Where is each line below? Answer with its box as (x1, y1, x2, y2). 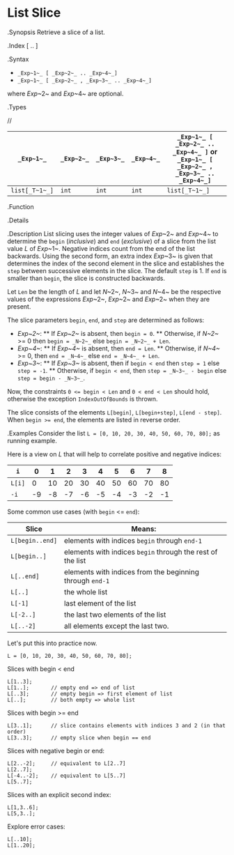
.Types (7, 102, 26, 111)
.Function (7, 202, 35, 210)
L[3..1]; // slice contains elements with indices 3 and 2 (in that (7, 722, 226, 729)
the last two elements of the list (63, 610, 166, 619)
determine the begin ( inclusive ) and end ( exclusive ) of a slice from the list (7, 237, 217, 245)
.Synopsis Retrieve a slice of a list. (7, 28, 106, 36)
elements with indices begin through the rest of (63, 547, 218, 557)
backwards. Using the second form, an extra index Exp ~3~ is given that (7, 252, 213, 260)
